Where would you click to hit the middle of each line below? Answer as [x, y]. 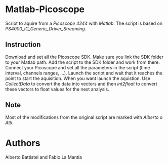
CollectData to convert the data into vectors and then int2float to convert [81, 84]
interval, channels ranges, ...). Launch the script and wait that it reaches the [84, 73]
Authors [23, 143]
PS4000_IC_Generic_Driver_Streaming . [46, 28]
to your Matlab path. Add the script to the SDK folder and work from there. [83, 62]
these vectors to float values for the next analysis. [57, 89]
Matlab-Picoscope [45, 9]
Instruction [23, 45]
